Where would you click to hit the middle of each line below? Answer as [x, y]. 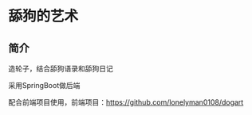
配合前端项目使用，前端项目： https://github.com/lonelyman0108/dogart [126, 102]
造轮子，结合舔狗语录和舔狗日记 [61, 69]
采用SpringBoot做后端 [44, 85]
